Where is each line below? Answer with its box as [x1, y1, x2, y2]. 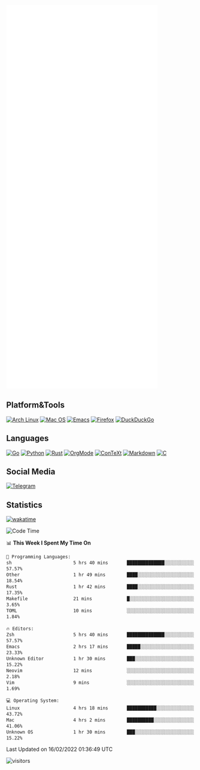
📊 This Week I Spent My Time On [6, 539, 91, 546]
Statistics [6, 500, 43, 510]
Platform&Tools [6, 400, 65, 410]
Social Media [6, 467, 56, 477]
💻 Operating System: [6, 697, 60, 704]
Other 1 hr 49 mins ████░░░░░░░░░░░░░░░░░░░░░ [6, 572, 195, 578]
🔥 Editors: [6, 626, 34, 632]
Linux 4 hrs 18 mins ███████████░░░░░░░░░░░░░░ [6, 705, 195, 711]
